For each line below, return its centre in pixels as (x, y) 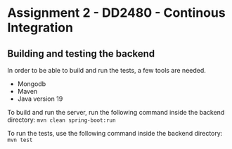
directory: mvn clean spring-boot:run (62, 120)
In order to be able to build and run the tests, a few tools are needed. (107, 70)
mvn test (20, 140)
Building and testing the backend (81, 54)
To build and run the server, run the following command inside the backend (116, 112)
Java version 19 (40, 99)
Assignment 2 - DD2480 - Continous (117, 13)
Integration (40, 28)
